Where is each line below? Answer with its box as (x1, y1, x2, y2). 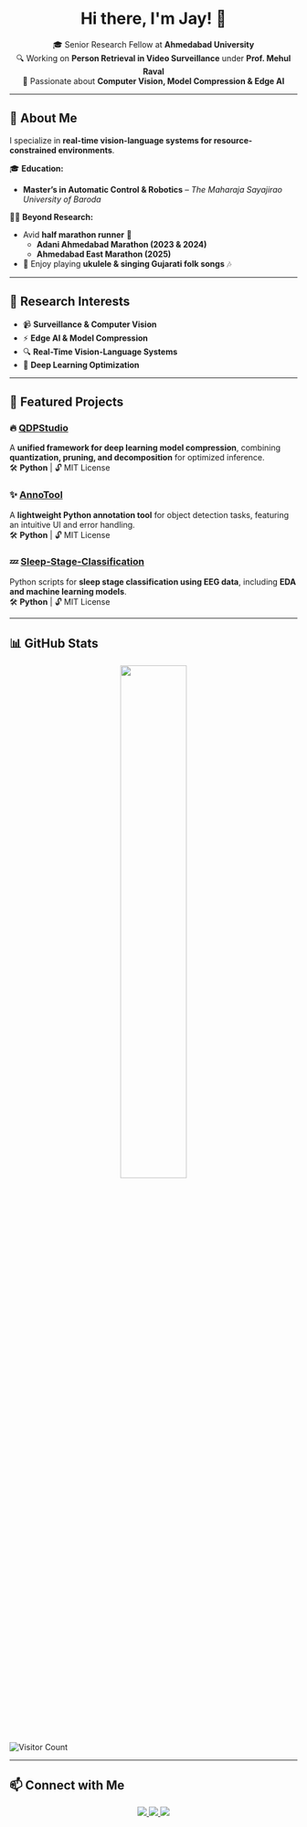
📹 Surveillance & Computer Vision (22, 319, 157, 330)
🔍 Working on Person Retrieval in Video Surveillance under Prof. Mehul (16, 52, 291, 63)
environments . (58, 144, 115, 155)
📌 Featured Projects (9, 394, 124, 409)
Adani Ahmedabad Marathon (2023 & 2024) (36, 238, 207, 249)
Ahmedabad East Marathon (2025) (36, 248, 172, 259)
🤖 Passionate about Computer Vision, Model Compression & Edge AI (22, 75, 285, 86)
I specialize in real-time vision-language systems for (9, 134, 213, 145)
